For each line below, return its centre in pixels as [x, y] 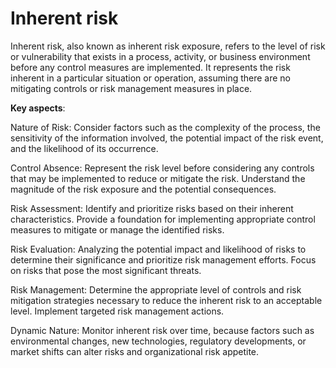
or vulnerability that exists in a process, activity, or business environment [160, 56]
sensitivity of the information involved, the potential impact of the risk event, [167, 138]
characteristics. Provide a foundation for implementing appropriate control [163, 219]
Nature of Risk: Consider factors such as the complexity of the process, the [165, 127]
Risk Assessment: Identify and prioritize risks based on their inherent [152, 208]
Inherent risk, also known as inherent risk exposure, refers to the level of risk [168, 46]
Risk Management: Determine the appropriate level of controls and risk [156, 289]
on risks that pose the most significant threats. [106, 270]
